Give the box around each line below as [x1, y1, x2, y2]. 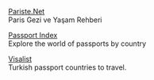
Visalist [8, 55, 33, 63]
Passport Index [8, 31, 58, 40]
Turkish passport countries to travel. [8, 63, 127, 72]
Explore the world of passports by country [8, 39, 147, 48]
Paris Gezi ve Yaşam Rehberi [8, 15, 102, 25]
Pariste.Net [8, 7, 45, 16]
